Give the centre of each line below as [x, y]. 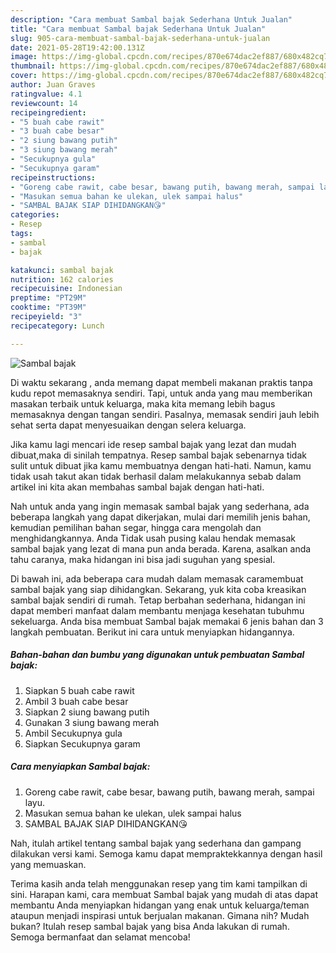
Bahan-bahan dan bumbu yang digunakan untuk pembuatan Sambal [157, 655]
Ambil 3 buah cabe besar [76, 701]
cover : [24, 76]
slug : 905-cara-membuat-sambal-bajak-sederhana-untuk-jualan [140, 38]
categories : [35, 215]
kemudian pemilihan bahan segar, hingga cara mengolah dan [136, 527]
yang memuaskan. [48, 864]
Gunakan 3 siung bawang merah [92, 722]
